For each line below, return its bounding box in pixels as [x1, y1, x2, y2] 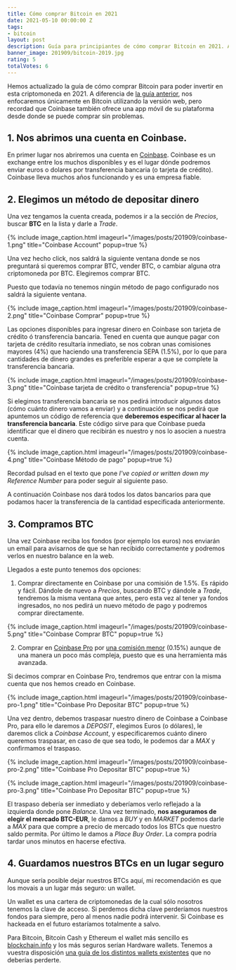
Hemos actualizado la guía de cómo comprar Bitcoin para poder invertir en [7, 82, 223, 90]
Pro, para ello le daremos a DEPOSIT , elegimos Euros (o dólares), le [7, 722, 202, 730]
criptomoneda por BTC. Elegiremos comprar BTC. [7, 269, 150, 278]
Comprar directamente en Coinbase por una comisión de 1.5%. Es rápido [17, 579, 229, 588]
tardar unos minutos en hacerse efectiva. [7, 837, 126, 846]
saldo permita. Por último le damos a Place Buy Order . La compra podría [7, 830, 217, 839]
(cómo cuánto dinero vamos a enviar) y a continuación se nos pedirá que [7, 405, 219, 413]
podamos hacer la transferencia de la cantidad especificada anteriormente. [7, 498, 225, 506]
